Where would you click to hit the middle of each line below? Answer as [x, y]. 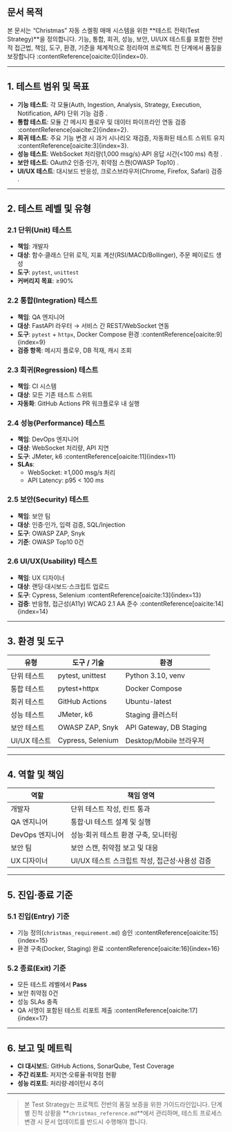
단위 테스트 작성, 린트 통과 [110, 809]
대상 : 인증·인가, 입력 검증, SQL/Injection [71, 524]
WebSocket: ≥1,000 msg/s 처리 [71, 472]
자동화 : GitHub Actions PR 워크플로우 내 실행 [78, 403]
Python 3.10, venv [155, 675]
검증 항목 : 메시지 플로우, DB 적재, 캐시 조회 [75, 350]
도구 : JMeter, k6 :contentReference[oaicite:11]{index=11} [96, 457]
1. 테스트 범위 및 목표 [48, 87]
